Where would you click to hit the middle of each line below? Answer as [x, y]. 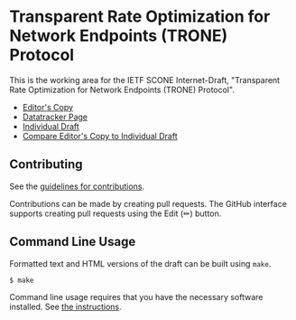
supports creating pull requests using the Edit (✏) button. [116, 213]
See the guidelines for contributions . [77, 186]
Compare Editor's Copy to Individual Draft [100, 136]
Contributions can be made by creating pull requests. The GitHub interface [148, 203]
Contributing [46, 165]
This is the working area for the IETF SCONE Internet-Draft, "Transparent [145, 80]
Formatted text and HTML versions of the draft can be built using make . [140, 263]
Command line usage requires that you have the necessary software [136, 297]
